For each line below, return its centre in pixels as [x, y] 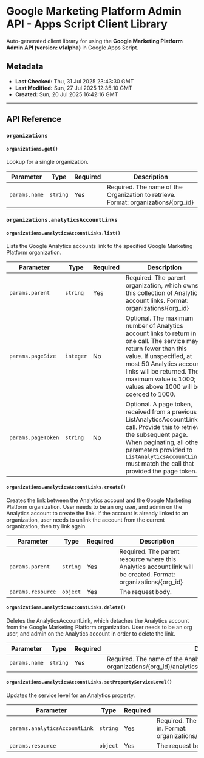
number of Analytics [154, 326]
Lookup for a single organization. [48, 162]
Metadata [25, 67]
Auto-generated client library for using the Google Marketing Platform [95, 41]
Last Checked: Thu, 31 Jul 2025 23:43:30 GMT [74, 81]
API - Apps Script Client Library [87, 24]
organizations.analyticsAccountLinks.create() [66, 487]
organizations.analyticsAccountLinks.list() [63, 233]
